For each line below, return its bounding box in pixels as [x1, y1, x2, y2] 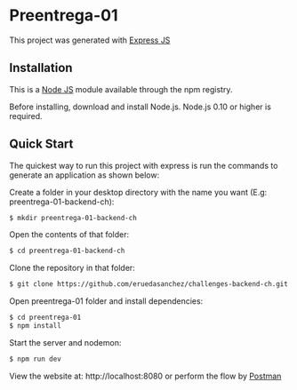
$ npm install [9, 322, 62, 330]
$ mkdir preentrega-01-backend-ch [9, 213, 138, 222]
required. [9, 110, 43, 121]
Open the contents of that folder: [9, 229, 130, 240]
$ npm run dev [9, 354, 62, 363]
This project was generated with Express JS [9, 35, 171, 45]
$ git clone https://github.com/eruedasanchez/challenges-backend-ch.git [9, 280, 289, 289]
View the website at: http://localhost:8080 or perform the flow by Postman [9, 370, 282, 381]
